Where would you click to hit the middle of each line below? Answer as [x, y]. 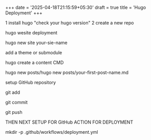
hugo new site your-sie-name [36, 43]
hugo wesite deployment [31, 33]
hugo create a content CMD [35, 63]
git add [13, 92]
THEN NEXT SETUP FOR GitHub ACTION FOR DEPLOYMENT [69, 122]
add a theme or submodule [34, 53]
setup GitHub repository [31, 82]
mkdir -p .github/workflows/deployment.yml [52, 132]
